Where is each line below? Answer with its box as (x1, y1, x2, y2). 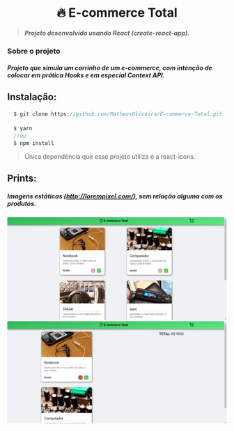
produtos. (7, 199, 37, 207)
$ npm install (13, 140, 54, 147)
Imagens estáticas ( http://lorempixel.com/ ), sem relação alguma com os (7, 191, 223, 200)
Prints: (7, 173, 37, 185)
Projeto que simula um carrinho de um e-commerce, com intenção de (7, 63, 212, 72)
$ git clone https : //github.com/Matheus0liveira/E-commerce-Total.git (13, 110, 223, 118)
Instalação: (7, 91, 57, 103)
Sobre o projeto (7, 47, 61, 56)
